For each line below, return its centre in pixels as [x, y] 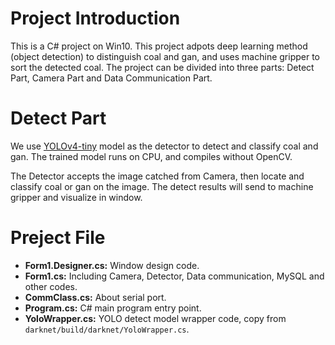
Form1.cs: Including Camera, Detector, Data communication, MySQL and [174, 276]
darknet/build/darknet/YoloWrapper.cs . [107, 329]
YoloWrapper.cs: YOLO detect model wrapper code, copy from [155, 318]
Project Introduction [95, 18]
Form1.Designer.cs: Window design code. [112, 265]
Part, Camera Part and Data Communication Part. [111, 78]
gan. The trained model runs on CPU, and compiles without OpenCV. [151, 156]
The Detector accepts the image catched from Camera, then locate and [157, 176]
